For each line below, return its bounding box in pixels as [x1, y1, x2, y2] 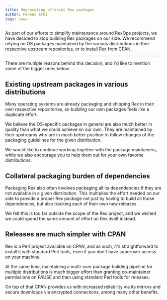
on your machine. [5, 254, 41, 260]
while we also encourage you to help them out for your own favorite [5, 152, 144, 158]
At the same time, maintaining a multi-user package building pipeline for [5, 263, 153, 269]
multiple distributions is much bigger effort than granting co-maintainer [5, 269, 151, 275]
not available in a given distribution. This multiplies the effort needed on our [5, 190, 160, 196]
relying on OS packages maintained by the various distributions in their [5, 41, 151, 47]
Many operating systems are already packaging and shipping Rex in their [5, 101, 155, 107]
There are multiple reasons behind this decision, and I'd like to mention [5, 60, 150, 66]
